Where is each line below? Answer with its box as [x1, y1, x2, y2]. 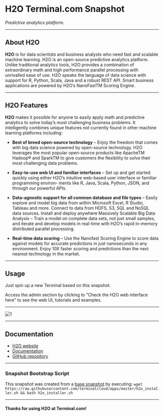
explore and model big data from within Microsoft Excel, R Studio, [12, 199, 144, 206]
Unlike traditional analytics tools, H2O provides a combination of [5, 62, 134, 67]
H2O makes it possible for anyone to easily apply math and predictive [5, 114, 145, 120]
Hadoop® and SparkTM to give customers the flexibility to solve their [12, 155, 151, 161]
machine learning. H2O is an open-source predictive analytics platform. [5, 56, 149, 62]
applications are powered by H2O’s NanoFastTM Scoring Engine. [5, 82, 136, 88]
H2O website [12, 343, 39, 349]
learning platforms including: [5, 130, 62, 135]
